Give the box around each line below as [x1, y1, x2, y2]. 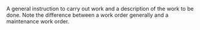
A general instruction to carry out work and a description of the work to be [6, 5, 194, 12]
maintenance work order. [6, 18, 70, 25]
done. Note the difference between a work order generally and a [6, 11, 169, 19]
